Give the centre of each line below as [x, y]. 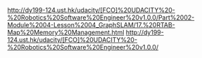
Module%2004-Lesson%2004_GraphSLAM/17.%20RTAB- [91, 25]
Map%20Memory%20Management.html [66, 32]
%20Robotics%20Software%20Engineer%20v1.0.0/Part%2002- [101, 17]
